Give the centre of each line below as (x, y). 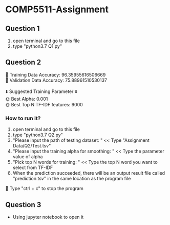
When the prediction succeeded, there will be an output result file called (89, 173)
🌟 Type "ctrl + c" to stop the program (44, 189)
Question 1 (23, 29)
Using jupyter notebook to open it (48, 217)
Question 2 (23, 62)
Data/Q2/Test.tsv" (32, 146)
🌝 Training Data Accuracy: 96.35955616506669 (56, 74)
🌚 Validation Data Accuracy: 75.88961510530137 (56, 80)
